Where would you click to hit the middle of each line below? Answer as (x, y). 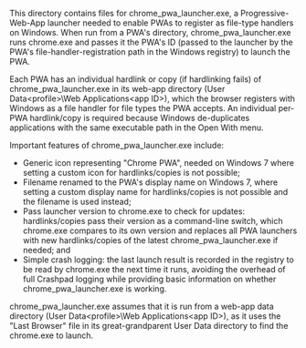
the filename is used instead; (77, 201)
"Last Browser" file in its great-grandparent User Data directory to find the (149, 326)
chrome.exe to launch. (52, 335)
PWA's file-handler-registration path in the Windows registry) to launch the (150, 52)
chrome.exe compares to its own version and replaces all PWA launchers (160, 230)
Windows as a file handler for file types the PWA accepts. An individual (143, 108)
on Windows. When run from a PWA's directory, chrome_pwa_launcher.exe (150, 32)
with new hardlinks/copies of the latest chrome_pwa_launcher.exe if (150, 240)
